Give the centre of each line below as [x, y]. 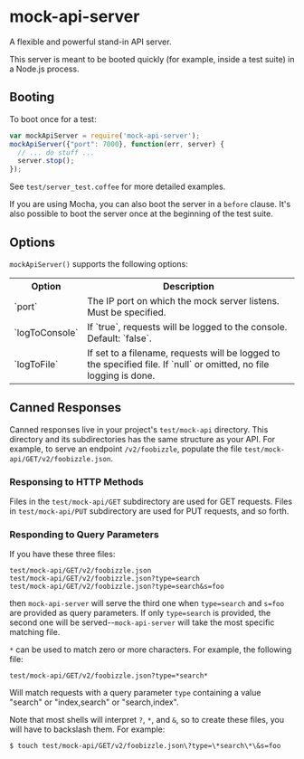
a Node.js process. [44, 69]
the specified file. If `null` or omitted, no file [178, 364]
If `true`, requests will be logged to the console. [187, 327]
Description [188, 286]
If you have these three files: [62, 555]
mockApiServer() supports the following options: [99, 263]
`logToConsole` [46, 332]
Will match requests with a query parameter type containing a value [135, 693]
